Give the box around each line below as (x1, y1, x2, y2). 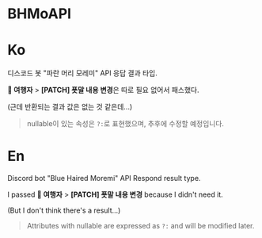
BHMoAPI (7, 5, 72, 23)
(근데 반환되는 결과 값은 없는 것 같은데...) (7, 102, 133, 112)
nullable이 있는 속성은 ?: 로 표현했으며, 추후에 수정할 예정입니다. (26, 119, 225, 129)
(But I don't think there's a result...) (7, 205, 121, 215)
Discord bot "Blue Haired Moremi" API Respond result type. (7, 174, 201, 183)
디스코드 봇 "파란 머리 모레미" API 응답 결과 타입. (7, 68, 158, 78)
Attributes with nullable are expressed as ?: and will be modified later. (26, 221, 255, 231)
